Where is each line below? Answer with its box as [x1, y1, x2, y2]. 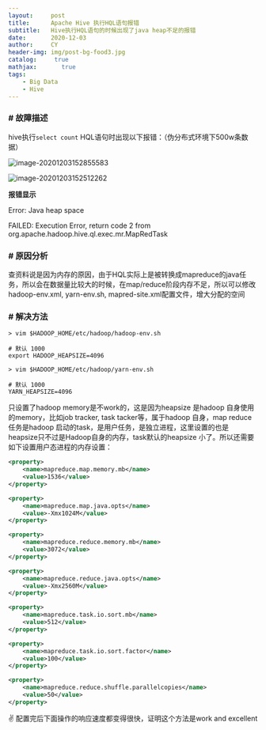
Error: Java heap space [8, 205, 85, 214]
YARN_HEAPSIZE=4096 [8, 388, 73, 396]
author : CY [8, 41, 59, 49]
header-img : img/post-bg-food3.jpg [8, 48, 126, 56]
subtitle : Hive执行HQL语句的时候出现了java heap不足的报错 [8, 26, 196, 34]
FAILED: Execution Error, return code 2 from [8, 221, 151, 230]
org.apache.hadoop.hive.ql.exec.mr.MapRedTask [8, 229, 169, 238]
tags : [8, 70, 26, 78]
